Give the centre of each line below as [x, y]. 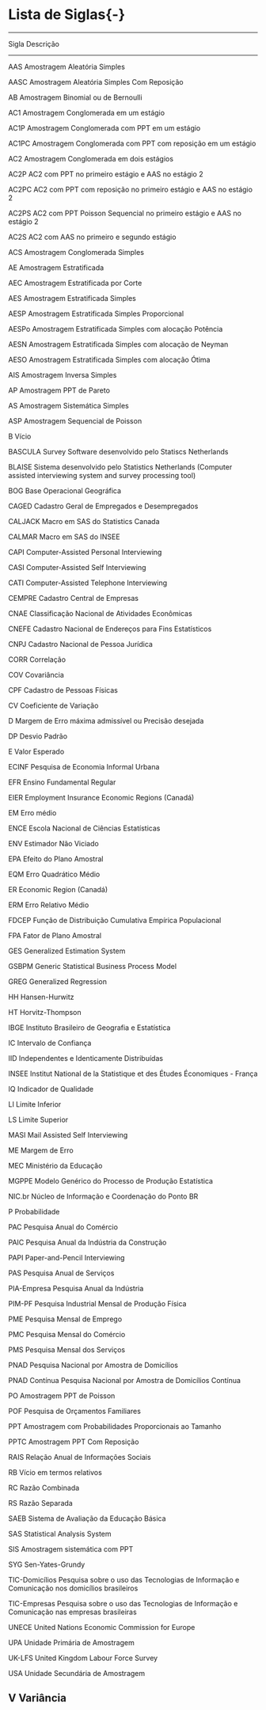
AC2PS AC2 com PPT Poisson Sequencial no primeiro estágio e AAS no [125, 213]
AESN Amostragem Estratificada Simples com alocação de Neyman [118, 344]
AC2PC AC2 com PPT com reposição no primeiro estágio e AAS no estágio [131, 189]
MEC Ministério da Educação [55, 1165]
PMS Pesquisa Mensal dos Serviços [66, 1349]
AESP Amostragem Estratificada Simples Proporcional [96, 313]
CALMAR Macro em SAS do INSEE [64, 537]
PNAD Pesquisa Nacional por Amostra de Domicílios [93, 1365]
